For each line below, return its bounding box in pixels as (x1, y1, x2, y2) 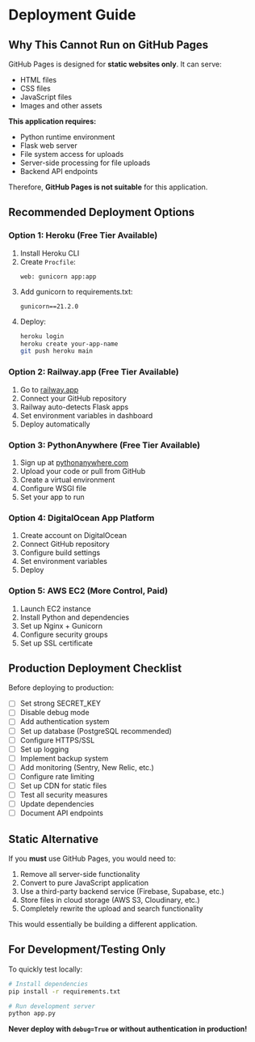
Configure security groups (19, 629, 108, 639)
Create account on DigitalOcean (19, 531, 127, 540)
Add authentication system (19, 717, 111, 726)
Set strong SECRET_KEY (19, 698, 102, 709)
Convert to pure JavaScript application (19, 878, 149, 887)
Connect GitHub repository (19, 540, 111, 549)
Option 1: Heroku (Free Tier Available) (8, 230, 158, 241)
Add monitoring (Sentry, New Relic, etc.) (19, 762, 155, 772)
